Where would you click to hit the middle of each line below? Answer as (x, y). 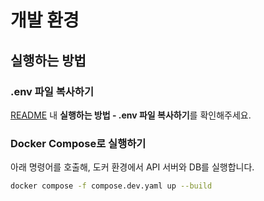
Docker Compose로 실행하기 (78, 143)
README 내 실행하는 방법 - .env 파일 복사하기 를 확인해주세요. (131, 115)
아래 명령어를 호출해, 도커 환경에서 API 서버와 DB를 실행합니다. (132, 167)
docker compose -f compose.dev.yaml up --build (111, 186)
